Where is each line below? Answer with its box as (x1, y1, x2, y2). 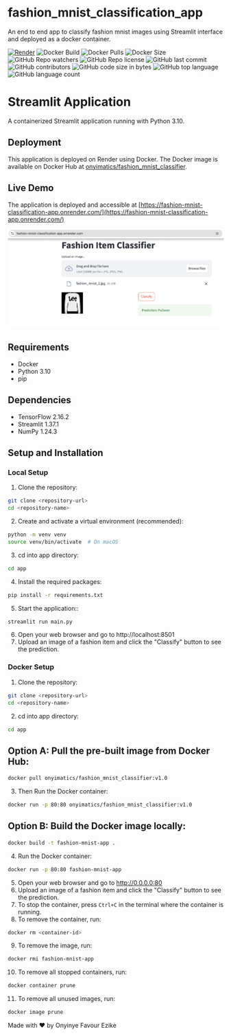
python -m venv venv (8, 531, 67, 539)
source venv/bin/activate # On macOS (8, 538, 119, 545)
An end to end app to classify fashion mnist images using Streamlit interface (8, 27, 223, 36)
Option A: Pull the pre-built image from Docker (8, 745, 210, 756)
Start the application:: (17, 604, 79, 612)
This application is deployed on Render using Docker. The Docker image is (8, 155, 218, 163)
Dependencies (8, 394, 71, 406)
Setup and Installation (8, 447, 104, 459)
